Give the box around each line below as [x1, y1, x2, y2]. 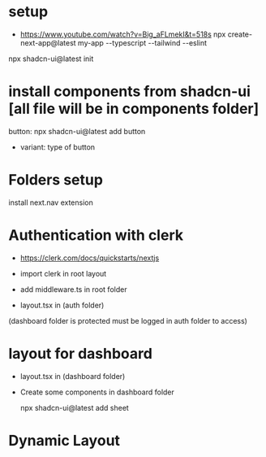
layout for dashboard [8, 344, 152, 363]
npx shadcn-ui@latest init [8, 54, 94, 63]
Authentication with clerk [8, 226, 184, 244]
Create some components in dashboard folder [19, 387, 174, 397]
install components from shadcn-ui [8, 82, 251, 101]
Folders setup [8, 171, 104, 189]
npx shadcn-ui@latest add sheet [19, 403, 130, 412]
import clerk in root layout [19, 268, 107, 278]
